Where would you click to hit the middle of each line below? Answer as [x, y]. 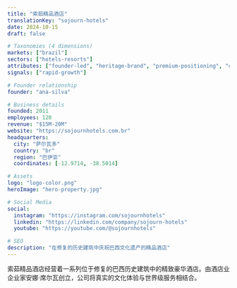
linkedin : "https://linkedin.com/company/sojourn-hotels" [101, 222]
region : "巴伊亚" [37, 157]
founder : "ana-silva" [39, 92]
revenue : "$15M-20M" [38, 124]
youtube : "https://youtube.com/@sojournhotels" [85, 229]
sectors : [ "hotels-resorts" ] [50, 60]
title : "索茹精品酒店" [37, 14]
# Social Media [30, 202]
